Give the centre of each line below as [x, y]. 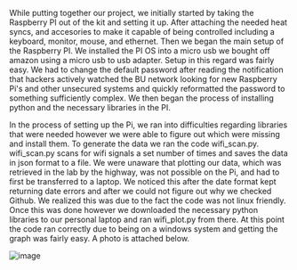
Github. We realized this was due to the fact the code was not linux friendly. [148, 200]
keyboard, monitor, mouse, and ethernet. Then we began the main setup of [147, 41]
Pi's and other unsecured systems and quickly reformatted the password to [147, 89]
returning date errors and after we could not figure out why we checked [140, 191]
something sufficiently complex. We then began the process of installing [141, 98]
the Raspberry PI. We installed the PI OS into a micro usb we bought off [140, 51]
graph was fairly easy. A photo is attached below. [99, 238]
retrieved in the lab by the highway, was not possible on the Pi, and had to [144, 172]
